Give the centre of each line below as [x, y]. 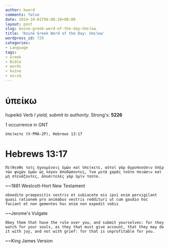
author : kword [20, 10]
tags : [11, 52]
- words [13, 66]
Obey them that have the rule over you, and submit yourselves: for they [85, 222]
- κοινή [13, 76]
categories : [18, 43]
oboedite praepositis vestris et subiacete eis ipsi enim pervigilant [81, 195]
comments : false [22, 15]
